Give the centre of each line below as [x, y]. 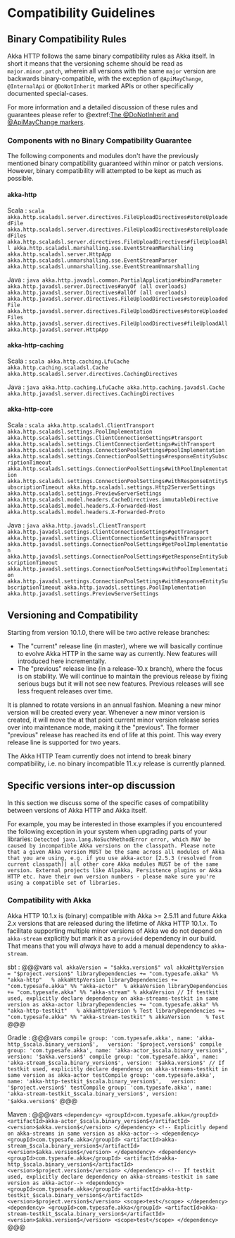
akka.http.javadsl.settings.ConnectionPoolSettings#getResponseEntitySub [118, 556]
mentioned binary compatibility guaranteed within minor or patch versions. [115, 163]
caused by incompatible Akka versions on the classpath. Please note [112, 845]
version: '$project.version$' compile [165, 1044]
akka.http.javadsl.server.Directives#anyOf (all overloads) [97, 286]
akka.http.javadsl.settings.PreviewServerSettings [83, 594]
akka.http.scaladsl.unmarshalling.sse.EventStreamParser [93, 260]
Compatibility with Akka [49, 900]
